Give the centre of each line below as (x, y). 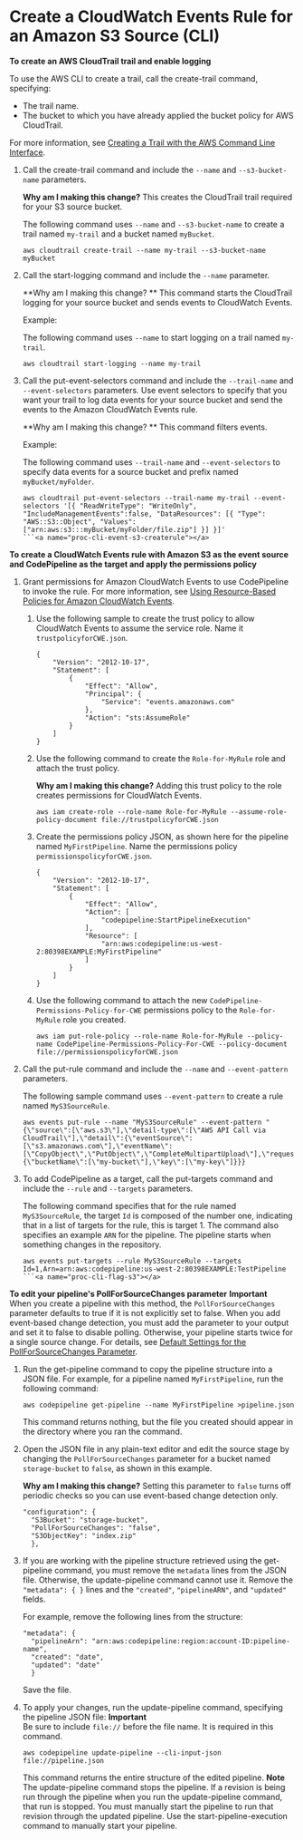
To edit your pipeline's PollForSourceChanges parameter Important (138, 1293)
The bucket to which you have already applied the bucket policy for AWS (158, 115)
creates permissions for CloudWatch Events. (118, 795)
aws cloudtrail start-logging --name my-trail (112, 363)
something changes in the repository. (92, 1244)
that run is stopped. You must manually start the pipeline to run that (148, 1806)
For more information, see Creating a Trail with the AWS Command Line (142, 142)
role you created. (95, 1019)
